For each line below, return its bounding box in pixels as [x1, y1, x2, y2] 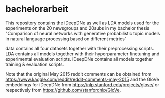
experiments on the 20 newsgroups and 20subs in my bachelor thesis [5, 25, 149, 31]
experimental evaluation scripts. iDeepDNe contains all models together [5, 56, 153, 62]
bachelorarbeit [5, 3, 69, 15]
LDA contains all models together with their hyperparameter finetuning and [5, 51, 160, 57]
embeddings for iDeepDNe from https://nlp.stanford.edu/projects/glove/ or [5, 81, 159, 88]
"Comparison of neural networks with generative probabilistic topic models [5, 30, 160, 36]
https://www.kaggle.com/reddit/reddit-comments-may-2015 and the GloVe [5, 76, 159, 82]
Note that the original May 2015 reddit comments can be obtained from [5, 71, 152, 77]
